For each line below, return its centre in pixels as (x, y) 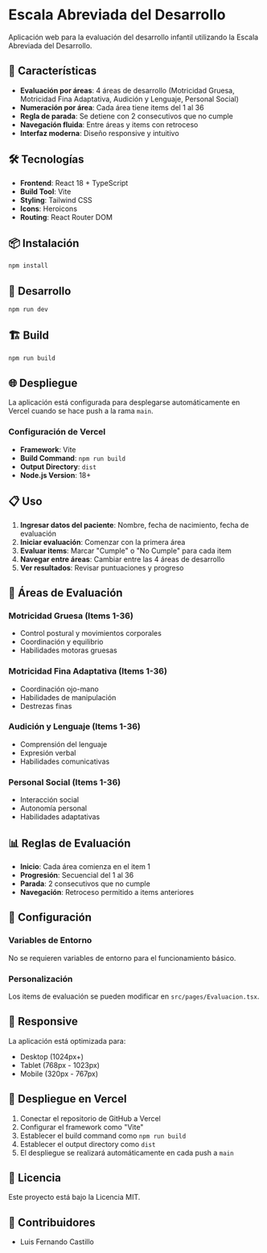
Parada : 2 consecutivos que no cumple (85, 884)
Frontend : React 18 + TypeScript (74, 183)
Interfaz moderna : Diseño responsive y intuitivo (99, 133)
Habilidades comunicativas (65, 761)
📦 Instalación (44, 243)
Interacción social (49, 800)
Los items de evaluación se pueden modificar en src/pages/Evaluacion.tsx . (134, 996)
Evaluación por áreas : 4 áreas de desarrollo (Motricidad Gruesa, (127, 90)
